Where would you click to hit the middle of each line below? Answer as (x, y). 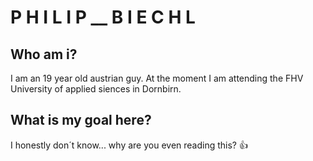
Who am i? (44, 54)
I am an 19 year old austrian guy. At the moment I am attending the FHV (157, 78)
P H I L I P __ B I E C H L (103, 17)
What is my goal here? (81, 120)
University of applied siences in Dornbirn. (96, 89)
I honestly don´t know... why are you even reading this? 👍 (129, 145)
